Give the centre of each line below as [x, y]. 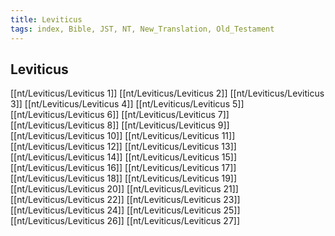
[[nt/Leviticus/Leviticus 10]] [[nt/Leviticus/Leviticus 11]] [123, 136]
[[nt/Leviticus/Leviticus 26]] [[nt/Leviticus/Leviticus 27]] [125, 221]
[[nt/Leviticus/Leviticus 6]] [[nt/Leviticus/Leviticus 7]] [120, 115]
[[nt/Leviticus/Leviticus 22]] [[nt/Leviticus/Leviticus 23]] [125, 200]
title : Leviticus [46, 19]
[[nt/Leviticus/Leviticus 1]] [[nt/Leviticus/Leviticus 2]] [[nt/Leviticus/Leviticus [167, 93]
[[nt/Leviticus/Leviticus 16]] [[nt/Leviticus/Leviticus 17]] [123, 168]
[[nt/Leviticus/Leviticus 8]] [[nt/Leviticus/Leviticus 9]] [120, 125]
